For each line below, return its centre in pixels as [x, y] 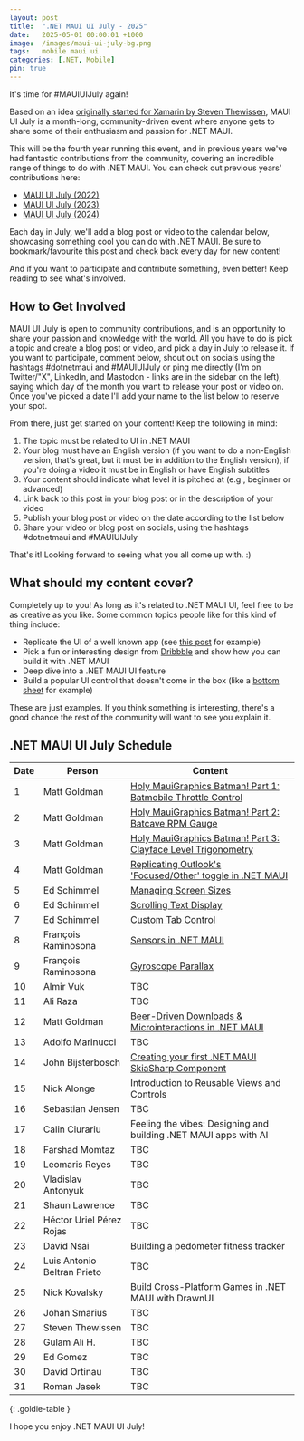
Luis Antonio [70, 1261]
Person [82, 771]
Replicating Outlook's [176, 865]
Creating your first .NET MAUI [194, 1057]
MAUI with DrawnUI [172, 1299]
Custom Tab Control [173, 920]
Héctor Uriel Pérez [83, 1220]
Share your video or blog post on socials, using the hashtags [135, 527]
